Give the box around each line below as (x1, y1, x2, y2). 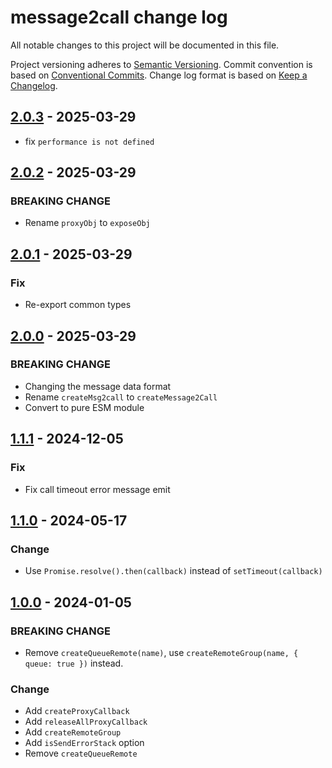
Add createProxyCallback (24, 705, 130, 717)
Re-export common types (24, 299, 132, 311)
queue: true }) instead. (24, 657, 124, 669)
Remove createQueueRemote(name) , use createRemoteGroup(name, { (24, 646, 299, 658)
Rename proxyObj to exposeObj (24, 217, 151, 229)
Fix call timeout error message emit (24, 483, 171, 495)
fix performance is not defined (24, 135, 155, 147)
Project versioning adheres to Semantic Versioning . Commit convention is (10, 58, 313, 70)
